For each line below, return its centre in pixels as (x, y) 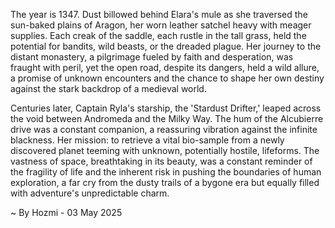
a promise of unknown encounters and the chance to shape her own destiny (167, 78)
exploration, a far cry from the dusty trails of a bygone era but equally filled (165, 182)
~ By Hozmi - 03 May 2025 (66, 212)
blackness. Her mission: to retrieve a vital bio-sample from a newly (147, 140)
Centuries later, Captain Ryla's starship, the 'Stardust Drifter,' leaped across (166, 108)
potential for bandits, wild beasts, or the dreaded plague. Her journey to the (166, 46)
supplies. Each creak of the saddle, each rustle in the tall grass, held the (158, 35)
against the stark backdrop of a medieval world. (108, 88)
